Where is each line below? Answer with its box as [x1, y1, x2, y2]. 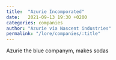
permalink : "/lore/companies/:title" [6, 31, 101, 37]
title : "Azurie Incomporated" [6, 8, 85, 15]
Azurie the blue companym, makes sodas [6, 47, 109, 54]
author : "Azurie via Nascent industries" [6, 25, 112, 31]
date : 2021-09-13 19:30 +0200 [6, 14, 87, 20]
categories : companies [6, 20, 63, 26]
